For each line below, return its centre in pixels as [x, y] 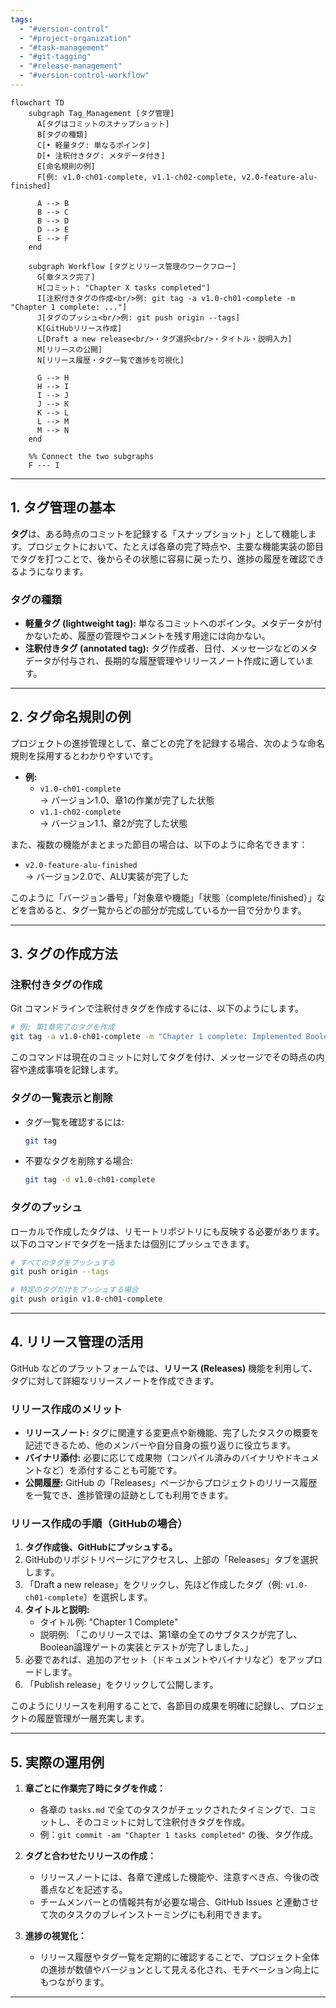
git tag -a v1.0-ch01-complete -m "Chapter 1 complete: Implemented [156, 1037]
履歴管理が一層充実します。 [93, 1718]
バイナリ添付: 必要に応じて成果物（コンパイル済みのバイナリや [154, 1458]
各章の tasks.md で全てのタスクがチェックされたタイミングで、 [169, 1810]
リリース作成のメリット [66, 1409]
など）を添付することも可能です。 [112, 1470]
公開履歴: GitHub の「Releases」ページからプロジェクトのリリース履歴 [171, 1483]
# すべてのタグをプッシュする [63, 1262]
